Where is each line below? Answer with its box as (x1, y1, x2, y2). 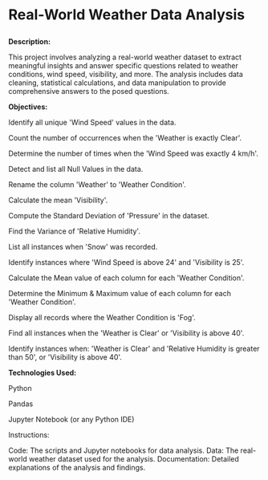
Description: (8, 37, 51, 47)
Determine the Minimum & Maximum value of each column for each (8, 289, 231, 299)
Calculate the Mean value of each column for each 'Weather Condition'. (8, 273, 245, 283)
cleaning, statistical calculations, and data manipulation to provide (8, 78, 226, 87)
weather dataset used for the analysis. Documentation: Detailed (28, 454, 239, 464)
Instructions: (8, 430, 50, 440)
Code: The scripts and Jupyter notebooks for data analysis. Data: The (8, 445, 239, 455)
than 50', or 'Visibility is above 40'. (8, 352, 123, 362)
